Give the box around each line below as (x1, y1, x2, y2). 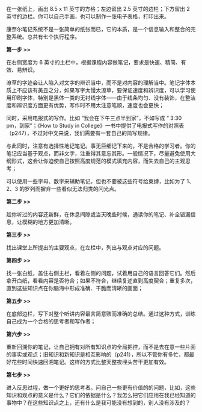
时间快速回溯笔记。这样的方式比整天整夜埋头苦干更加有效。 (22, 358, 170, 366)
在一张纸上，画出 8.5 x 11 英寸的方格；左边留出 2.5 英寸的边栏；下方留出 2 (6, 5, 191, 12)
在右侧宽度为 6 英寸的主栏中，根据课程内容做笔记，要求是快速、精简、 (6, 59, 182, 66)
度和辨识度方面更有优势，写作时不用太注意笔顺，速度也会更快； (6, 102, 164, 108)
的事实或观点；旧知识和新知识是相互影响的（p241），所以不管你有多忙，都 (6, 351, 189, 358)
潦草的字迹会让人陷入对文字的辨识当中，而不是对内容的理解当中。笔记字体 (6, 79, 191, 86)
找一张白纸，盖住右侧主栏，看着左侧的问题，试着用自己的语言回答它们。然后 (6, 270, 196, 276)
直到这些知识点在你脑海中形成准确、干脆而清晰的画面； (6, 285, 143, 292)
